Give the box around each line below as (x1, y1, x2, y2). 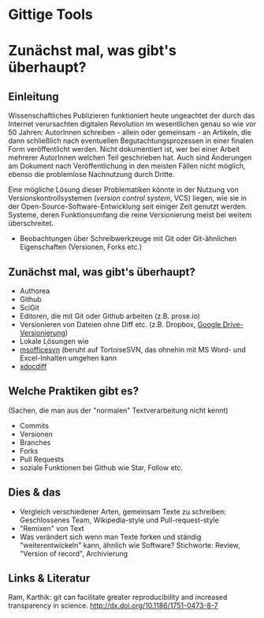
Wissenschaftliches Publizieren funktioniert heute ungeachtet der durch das (8, 111, 255, 120)
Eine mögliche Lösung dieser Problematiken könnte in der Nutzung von (8, 185, 239, 194)
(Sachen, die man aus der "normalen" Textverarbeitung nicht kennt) (8, 405, 229, 415)
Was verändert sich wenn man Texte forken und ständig (19, 532, 202, 541)
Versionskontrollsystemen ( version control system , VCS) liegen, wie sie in (8, 194, 247, 203)
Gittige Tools (8, 6, 93, 24)
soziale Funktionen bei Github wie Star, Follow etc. (19, 462, 184, 472)
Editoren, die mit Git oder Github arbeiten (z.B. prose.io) (19, 311, 201, 321)
